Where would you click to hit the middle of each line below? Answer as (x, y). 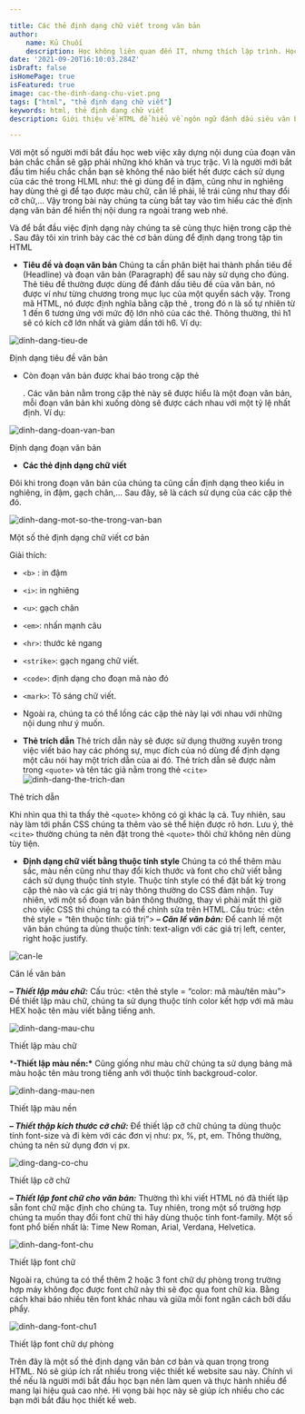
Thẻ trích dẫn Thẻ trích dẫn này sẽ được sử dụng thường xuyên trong (152, 741)
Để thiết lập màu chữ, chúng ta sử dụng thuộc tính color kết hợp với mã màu (152, 1001)
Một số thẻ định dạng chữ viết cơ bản (79, 538)
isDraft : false (38, 68)
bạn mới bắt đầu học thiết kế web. (73, 1400)
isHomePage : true (42, 77)
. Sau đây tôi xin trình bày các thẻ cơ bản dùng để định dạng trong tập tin (146, 238)
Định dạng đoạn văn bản (55, 448)
